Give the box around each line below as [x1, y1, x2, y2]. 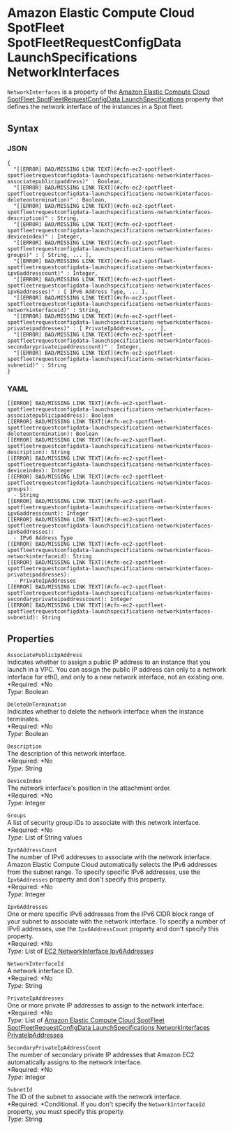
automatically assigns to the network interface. [7, 1058, 142, 1066]
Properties [7, 633, 54, 645]
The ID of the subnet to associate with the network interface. [7, 1092, 182, 1101]
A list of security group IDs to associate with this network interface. [7, 818, 201, 826]
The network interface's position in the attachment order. [7, 784, 172, 792]
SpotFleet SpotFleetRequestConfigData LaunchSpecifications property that [7, 94, 223, 103]
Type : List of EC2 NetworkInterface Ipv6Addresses [7, 947, 153, 955]
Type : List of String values [7, 833, 82, 841]
